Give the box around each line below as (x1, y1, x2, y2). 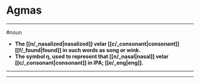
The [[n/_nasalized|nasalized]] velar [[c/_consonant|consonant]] (14, 40, 180, 47)
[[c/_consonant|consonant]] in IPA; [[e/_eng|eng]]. (14, 59, 144, 66)
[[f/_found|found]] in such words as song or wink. (14, 46, 141, 53)
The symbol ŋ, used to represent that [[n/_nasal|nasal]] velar (14, 53, 169, 60)
